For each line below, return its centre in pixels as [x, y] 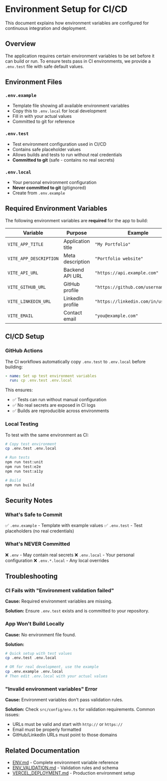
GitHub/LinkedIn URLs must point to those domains [65, 735]
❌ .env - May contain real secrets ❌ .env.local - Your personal [70, 555]
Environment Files [34, 82]
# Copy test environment [31, 444]
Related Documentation [42, 750]
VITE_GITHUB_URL [27, 287]
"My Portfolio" [113, 244]
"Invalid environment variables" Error [51, 689]
